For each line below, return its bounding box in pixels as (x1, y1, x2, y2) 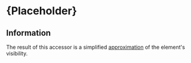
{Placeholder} (6, 4, 78, 18)
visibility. (6, 50, 28, 57)
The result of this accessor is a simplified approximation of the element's (6, 43, 185, 51)
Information (6, 28, 51, 38)
